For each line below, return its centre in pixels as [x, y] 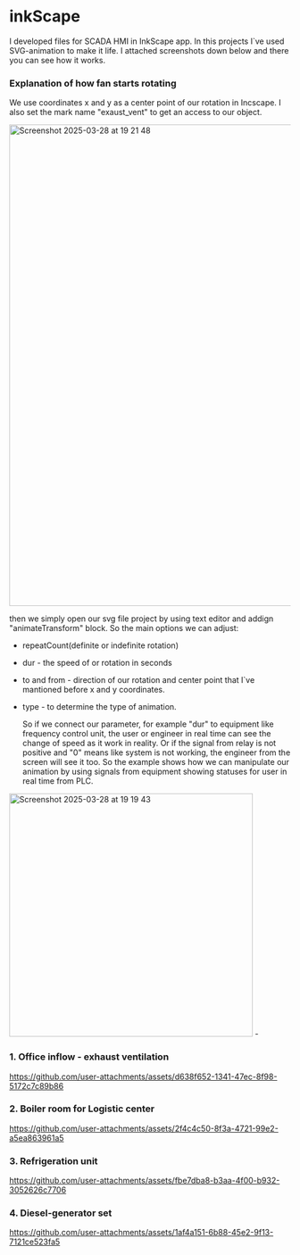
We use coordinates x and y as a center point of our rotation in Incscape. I [145, 103]
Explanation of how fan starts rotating [93, 83]
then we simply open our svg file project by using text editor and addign [142, 619]
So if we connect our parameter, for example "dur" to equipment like [148, 724]
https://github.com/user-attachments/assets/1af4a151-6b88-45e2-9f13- [142, 1233]
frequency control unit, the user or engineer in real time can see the [146, 734]
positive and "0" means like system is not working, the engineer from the [156, 752]
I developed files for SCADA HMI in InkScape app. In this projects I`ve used [147, 41]
